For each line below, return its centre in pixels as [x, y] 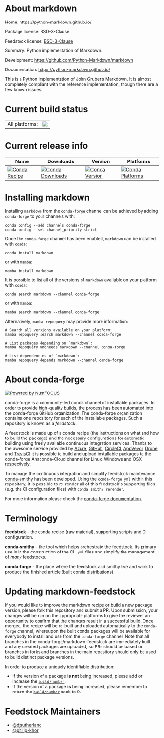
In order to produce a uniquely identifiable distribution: [60, 667]
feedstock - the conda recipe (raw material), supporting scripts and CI [76, 532]
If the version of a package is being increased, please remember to [80, 686]
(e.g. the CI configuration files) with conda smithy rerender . [65, 489]
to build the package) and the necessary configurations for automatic [75, 438]
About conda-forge [45, 379]
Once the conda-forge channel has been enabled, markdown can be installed [81, 238]
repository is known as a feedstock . [41, 423]
